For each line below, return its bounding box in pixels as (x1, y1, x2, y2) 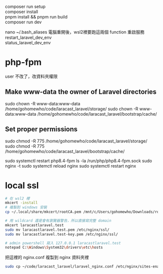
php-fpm (5, 57, 42, 68)
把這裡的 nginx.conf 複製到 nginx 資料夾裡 (5, 255, 89, 260)
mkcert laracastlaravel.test (5, 223, 64, 227)
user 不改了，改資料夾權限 (5, 73, 58, 79)
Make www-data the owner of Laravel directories (5, 88, 157, 96)
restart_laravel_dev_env (5, 34, 52, 40)
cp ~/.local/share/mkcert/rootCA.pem (5, 209, 81, 215)
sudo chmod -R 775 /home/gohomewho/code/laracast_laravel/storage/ (5, 138, 147, 144)
